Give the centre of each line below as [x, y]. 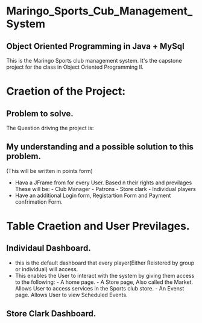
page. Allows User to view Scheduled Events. [71, 295]
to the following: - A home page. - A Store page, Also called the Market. [104, 282]
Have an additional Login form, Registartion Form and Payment [93, 195]
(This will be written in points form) [50, 171]
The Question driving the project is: [50, 128]
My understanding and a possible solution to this [100, 147]
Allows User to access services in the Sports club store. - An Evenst [99, 288]
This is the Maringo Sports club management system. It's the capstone [94, 61]
